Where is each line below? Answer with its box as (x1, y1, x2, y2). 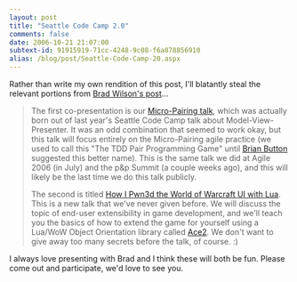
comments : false (9, 29, 69, 38)
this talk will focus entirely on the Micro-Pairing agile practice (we (30, 134, 271, 144)
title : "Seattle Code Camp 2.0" (9, 21, 129, 30)
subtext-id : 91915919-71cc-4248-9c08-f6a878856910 (9, 46, 201, 55)
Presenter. (30, 125, 69, 134)
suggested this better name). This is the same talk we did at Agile (30, 153, 271, 163)
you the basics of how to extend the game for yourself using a (30, 217, 260, 228)
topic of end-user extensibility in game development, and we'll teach (30, 208, 283, 218)
